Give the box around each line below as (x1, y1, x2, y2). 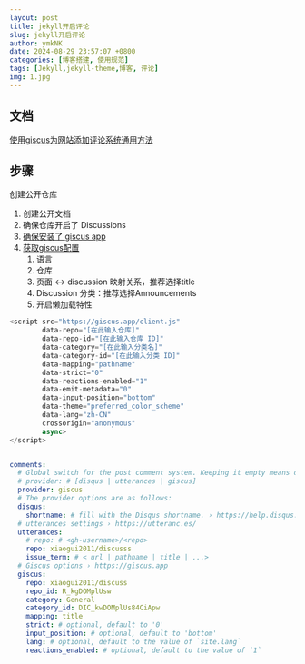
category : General (25, 595, 95, 604)
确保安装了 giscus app (22, 231, 106, 242)
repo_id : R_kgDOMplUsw (25, 587, 112, 596)
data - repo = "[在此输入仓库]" (42, 326, 140, 335)
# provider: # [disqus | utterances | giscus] (17, 477, 197, 486)
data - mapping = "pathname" (42, 360, 136, 369)
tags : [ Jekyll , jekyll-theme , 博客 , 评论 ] (9, 64, 159, 74)
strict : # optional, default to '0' (25, 620, 165, 629)
